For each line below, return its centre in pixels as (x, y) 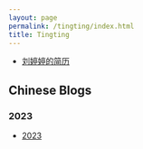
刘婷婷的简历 (45, 61)
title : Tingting (39, 34)
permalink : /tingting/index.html (71, 26)
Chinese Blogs (50, 90)
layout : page (33, 18)
